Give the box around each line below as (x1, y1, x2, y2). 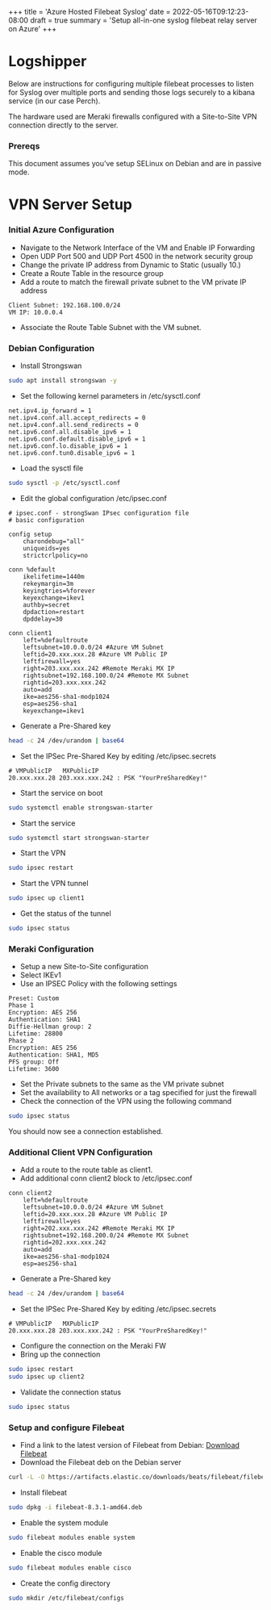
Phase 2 (8, 1037, 35, 1045)
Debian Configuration (8, 342, 95, 353)
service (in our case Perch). (8, 96, 101, 106)
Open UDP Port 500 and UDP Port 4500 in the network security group (19, 251, 253, 261)
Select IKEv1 (19, 970, 62, 980)
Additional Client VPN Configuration (8, 1147, 153, 1158)
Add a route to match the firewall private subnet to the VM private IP (19, 277, 247, 286)
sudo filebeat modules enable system (8, 1533, 135, 1542)
